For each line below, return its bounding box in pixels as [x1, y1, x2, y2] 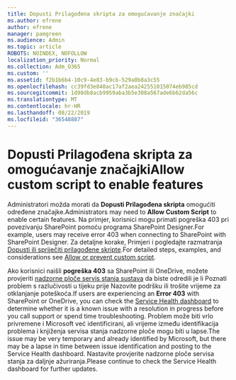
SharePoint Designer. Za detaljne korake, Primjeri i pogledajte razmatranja [7, 238, 223, 246]
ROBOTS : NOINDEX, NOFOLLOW [7, 50, 87, 57]
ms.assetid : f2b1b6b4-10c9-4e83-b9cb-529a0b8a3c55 [7, 76, 160, 84]
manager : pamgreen [7, 30, 62, 38]
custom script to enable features [7, 177, 203, 192]
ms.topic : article [7, 43, 62, 50]
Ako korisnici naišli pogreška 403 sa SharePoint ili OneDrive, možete [7, 267, 208, 275]
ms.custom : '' [7, 69, 50, 77]
